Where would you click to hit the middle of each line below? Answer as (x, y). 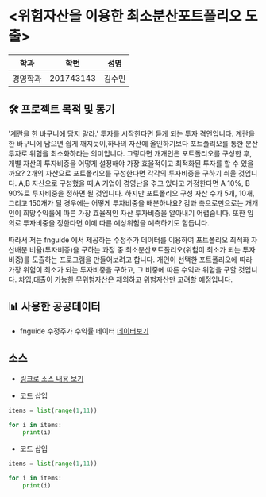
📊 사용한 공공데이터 (54, 307)
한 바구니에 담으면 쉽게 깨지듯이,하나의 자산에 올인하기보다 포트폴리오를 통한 (126, 143)
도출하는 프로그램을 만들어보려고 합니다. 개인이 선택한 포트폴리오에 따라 (142, 260)
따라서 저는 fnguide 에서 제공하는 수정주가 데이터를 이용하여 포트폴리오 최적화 (129, 240)
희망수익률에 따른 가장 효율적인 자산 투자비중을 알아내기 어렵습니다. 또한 (134, 213)
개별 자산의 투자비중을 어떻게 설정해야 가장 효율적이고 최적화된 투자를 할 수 (124, 163)
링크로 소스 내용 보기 (52, 379)
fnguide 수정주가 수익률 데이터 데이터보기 (84, 331)
